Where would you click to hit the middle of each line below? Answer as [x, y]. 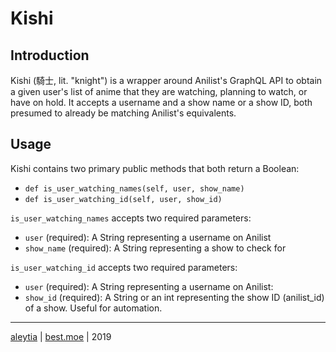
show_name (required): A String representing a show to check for [155, 248]
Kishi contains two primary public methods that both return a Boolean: [155, 168]
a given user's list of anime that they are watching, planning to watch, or [159, 91]
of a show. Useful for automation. [93, 308]
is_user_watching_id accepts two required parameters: [124, 267]
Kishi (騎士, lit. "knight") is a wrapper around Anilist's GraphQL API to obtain [166, 80]
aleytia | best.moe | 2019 [61, 336]
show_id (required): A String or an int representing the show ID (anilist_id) [174, 297]
